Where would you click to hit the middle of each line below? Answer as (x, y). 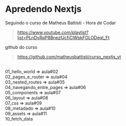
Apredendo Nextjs (43, 9)
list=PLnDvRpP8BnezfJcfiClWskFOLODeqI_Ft (63, 38)
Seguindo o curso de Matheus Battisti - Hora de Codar (61, 23)
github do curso (21, 47)
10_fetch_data (19, 119)
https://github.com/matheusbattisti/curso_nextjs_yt (69, 57)
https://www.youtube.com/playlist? (53, 32)
